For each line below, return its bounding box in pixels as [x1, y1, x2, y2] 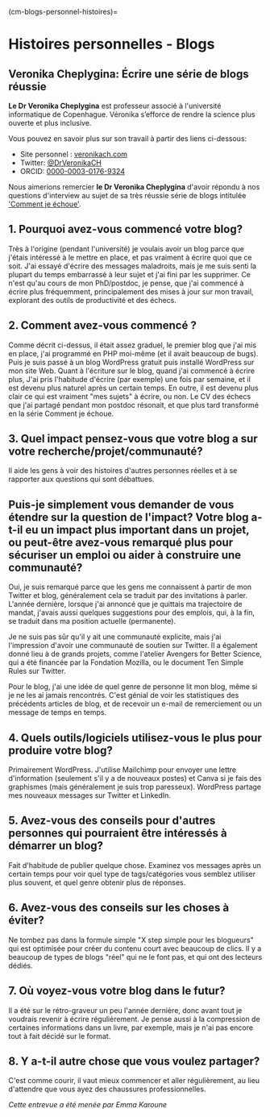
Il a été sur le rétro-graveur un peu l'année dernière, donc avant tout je [8, 1005, 243, 1015]
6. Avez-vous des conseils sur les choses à [8, 901, 230, 915]
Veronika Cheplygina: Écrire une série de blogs [8, 67, 249, 81]
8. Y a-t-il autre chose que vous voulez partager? [8, 1054, 260, 1068]
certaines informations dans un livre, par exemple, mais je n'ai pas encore [8, 1023, 254, 1032]
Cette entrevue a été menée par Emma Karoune [8, 1100, 168, 1110]
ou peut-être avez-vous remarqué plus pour [8, 535, 234, 549]
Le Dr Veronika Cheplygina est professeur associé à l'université [8, 101, 222, 110]
